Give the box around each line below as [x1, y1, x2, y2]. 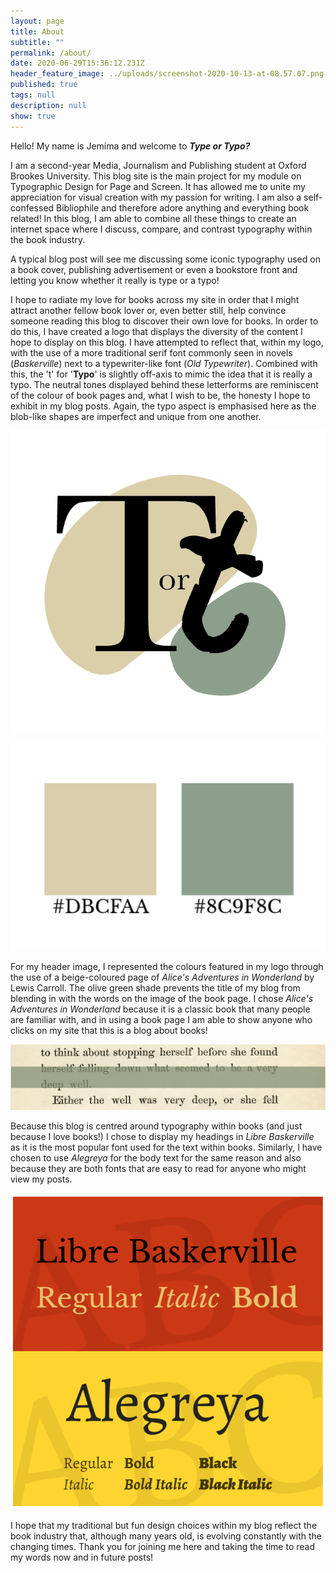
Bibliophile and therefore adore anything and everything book [56, 201, 310, 214]
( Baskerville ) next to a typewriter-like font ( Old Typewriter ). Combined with [10, 357, 318, 369]
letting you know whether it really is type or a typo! [10, 274, 220, 286]
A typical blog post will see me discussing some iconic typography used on [10, 253, 321, 265]
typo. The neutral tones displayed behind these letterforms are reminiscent [10, 378, 319, 390]
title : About [10, 26, 65, 37]
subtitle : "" [10, 37, 65, 47]
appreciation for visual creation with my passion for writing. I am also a [10, 191, 302, 203]
